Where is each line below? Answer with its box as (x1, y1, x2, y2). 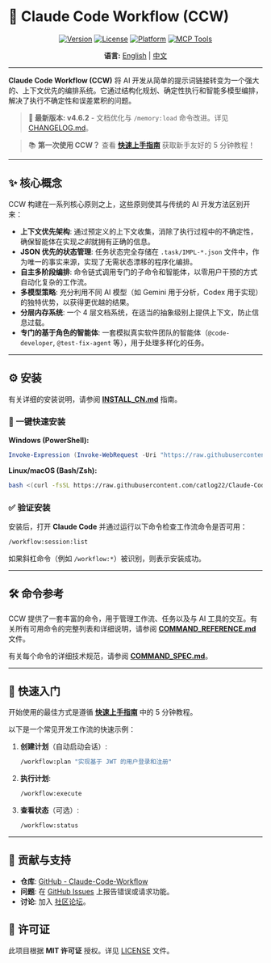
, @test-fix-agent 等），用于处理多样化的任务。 (52, 337, 209, 347)
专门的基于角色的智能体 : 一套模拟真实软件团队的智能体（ (19, 327, 208, 337)
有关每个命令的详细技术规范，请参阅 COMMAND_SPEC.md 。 (8, 651, 212, 661)
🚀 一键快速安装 (8, 416, 66, 428)
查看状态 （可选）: (19, 805, 79, 815)
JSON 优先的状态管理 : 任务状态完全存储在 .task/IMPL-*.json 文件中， (19, 247, 252, 256)
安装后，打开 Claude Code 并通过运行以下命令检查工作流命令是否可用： (8, 522, 248, 531)
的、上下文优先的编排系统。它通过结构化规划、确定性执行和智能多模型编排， (8, 85, 263, 95)
